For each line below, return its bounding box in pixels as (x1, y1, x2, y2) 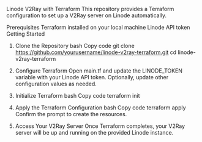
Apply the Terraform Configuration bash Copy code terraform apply (15, 104, 186, 111)
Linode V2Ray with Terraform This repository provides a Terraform (6, 6, 174, 12)
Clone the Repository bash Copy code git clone (15, 42, 135, 49)
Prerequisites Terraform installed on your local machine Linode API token (6, 24, 190, 31)
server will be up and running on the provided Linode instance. (15, 129, 174, 136)
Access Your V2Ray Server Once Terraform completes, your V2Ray (15, 122, 185, 130)
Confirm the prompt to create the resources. (15, 111, 127, 117)
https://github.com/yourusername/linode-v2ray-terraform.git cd (15, 49, 177, 56)
